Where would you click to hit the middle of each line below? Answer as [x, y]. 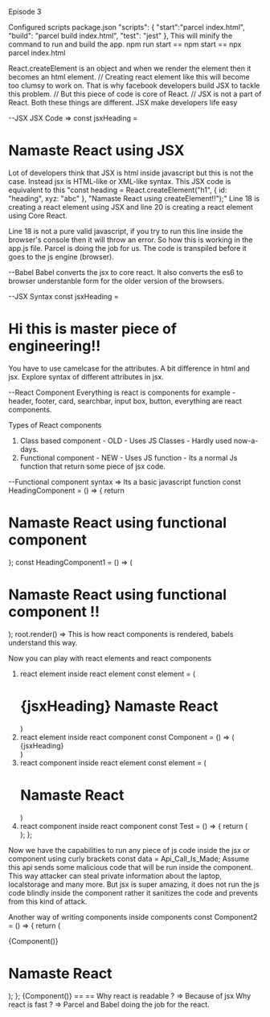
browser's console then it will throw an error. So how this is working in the [131, 240]
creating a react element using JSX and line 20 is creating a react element [131, 207]
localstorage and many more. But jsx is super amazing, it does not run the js [134, 884]
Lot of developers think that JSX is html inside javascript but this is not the [131, 173]
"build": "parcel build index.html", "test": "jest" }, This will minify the [121, 36]
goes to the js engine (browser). [61, 256]
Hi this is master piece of [92, 329]
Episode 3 [25, 12]
